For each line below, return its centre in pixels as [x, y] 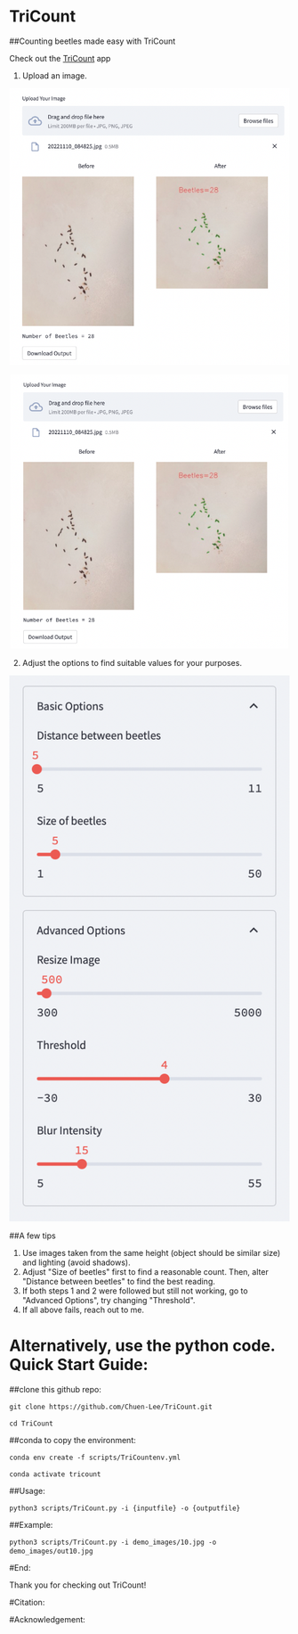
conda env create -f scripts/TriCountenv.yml [95, 1457]
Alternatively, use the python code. [142, 1346]
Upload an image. [54, 75]
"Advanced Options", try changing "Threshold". [109, 1300]
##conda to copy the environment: [72, 1440]
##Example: [31, 1524]
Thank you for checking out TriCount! [78, 1585]
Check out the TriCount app [60, 58]
